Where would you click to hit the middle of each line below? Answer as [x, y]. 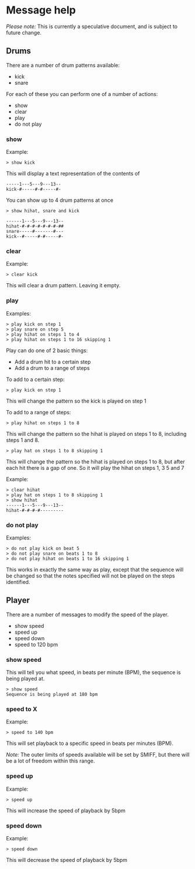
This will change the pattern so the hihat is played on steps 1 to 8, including [96, 434]
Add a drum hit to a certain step [53, 362]
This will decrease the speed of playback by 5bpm [67, 860]
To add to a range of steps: [39, 412]
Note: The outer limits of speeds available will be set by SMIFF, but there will [98, 755]
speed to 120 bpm [36, 644]
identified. [18, 582]
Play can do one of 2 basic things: [47, 350]
